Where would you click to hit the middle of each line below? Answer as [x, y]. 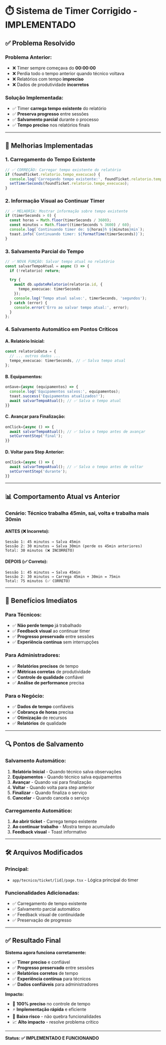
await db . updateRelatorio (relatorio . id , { [58, 284]
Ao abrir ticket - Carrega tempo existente [55, 821]
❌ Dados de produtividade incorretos [50, 84]
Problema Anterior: [28, 57]
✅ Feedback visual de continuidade [48, 914]
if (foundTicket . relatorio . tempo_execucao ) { [53, 174]
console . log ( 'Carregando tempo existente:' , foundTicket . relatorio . [82, 179]
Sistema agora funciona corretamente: [46, 952]
